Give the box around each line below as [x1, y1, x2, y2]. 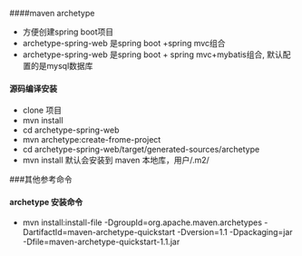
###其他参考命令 [9, 174, 73, 185]
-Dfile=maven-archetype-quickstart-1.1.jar [22, 236, 180, 248]
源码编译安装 [9, 83, 57, 94]
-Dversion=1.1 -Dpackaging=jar [176, 227, 293, 238]
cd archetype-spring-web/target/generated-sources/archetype [22, 144, 260, 155]
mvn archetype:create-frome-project [22, 134, 161, 145]
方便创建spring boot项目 [22, 26, 114, 37]
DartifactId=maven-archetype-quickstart [22, 227, 175, 238]
